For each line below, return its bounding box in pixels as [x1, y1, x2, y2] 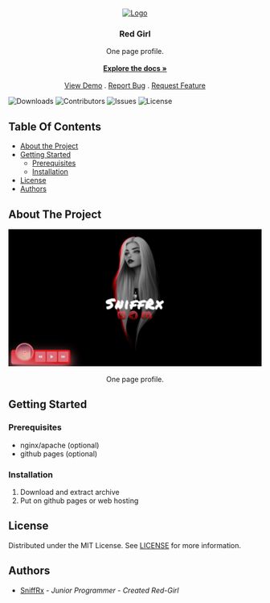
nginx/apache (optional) [19, 440, 100, 450]
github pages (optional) [19, 448, 98, 459]
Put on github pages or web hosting [19, 496, 139, 505]
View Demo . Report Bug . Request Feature [63, 81, 207, 90]
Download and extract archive [19, 488, 121, 497]
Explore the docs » [103, 64, 167, 73]
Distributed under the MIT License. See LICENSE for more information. [8, 540, 242, 550]
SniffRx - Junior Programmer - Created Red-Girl [19, 585, 179, 595]
